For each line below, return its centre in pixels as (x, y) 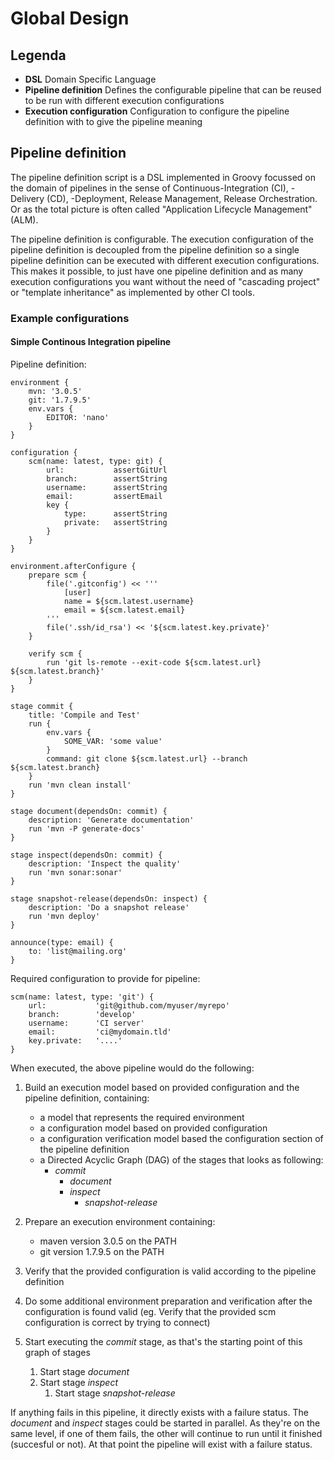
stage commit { (42, 706)
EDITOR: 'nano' (78, 417)
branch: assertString (107, 478)
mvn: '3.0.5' (55, 391)
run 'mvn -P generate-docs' (86, 828)
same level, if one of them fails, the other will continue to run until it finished (166, 1433)
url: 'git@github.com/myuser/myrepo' (129, 1005)
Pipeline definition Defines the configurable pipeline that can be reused (173, 90)
